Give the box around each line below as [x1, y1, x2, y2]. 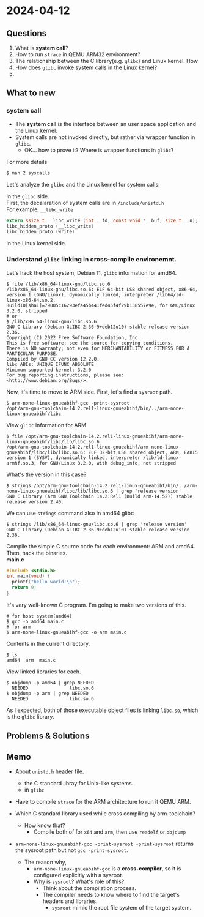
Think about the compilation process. [42, 885, 136, 892]
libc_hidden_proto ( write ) [6, 229, 75, 235]
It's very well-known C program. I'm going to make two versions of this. [6, 601, 186, 608]
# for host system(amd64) [6, 613, 72, 619]
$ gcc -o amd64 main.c [6, 618, 64, 624]
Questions [6, 28, 47, 39]
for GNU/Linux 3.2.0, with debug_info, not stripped [38, 460, 176, 466]
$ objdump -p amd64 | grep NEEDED [6, 679, 95, 686]
